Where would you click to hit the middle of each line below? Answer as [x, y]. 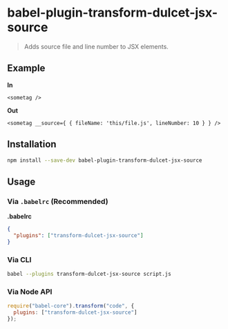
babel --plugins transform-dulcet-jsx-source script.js [89, 274]
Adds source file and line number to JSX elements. [96, 46]
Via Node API [30, 292]
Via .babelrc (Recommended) [58, 201]
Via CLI [19, 259]
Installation [32, 144]
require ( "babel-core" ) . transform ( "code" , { [71, 306]
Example [26, 68]
